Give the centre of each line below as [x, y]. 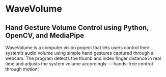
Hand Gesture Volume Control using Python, [77, 28]
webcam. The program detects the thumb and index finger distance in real [83, 58]
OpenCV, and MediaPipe [45, 35]
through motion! [22, 69]
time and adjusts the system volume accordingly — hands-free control [79, 64]
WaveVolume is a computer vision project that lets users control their [77, 48]
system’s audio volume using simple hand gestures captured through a [79, 53]
